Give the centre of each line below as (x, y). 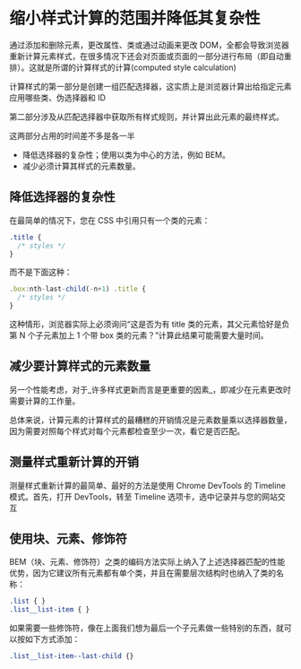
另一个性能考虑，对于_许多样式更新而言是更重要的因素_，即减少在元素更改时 (150, 389)
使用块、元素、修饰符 (68, 539)
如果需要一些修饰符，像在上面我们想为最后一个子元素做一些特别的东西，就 (146, 628)
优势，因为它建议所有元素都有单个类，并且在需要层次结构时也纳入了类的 (142, 573)
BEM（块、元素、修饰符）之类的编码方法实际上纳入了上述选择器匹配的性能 (147, 562)
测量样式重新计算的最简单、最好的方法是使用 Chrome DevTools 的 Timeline (148, 485)
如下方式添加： (52, 639)
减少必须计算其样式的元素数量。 (81, 166)
